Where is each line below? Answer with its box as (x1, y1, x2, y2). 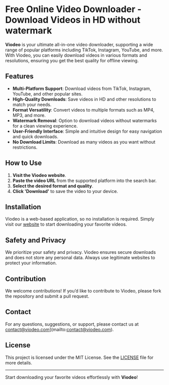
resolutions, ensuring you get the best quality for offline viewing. (5, 57, 139, 63)
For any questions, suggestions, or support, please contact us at (5, 321, 139, 327)
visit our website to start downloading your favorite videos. (5, 221, 127, 227)
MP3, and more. (12, 112, 46, 118)
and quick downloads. (12, 133, 59, 139)
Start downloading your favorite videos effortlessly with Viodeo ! (5, 374, 138, 380)
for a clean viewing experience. (12, 123, 78, 129)
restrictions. (12, 144, 38, 150)
